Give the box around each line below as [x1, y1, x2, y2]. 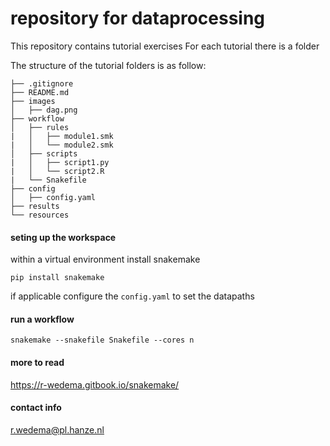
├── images [10, 96, 56, 106]
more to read [10, 356, 65, 368]
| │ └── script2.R [10, 166, 105, 176]
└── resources [10, 210, 70, 220]
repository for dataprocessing [10, 7, 266, 30]
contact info [10, 402, 62, 414]
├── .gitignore [10, 78, 74, 89]
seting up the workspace [10, 231, 117, 243]
